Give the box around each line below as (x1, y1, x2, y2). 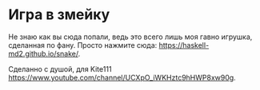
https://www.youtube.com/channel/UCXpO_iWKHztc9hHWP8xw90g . (8, 72, 236, 82)
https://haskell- (158, 40, 210, 49)
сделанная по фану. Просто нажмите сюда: (8, 40, 158, 49)
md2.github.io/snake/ (8, 49, 78, 58)
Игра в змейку (8, 6, 110, 24)
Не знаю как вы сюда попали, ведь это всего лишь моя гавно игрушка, (8, 32, 253, 41)
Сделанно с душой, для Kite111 (8, 64, 112, 73)
